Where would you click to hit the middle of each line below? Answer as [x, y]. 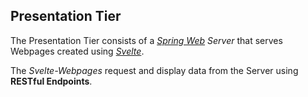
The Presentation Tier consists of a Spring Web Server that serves [146, 40]
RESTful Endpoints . [51, 81]
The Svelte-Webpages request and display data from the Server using [154, 70]
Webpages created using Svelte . [77, 51]
